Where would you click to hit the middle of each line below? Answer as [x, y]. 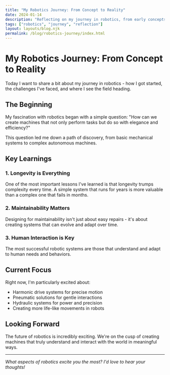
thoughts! [15, 367]
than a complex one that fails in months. [47, 195]
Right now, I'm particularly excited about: [48, 282]
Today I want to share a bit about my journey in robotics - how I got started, [84, 83]
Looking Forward [32, 324]
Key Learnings [29, 159]
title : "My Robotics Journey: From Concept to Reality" [65, 10]
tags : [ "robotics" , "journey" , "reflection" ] [54, 24]
